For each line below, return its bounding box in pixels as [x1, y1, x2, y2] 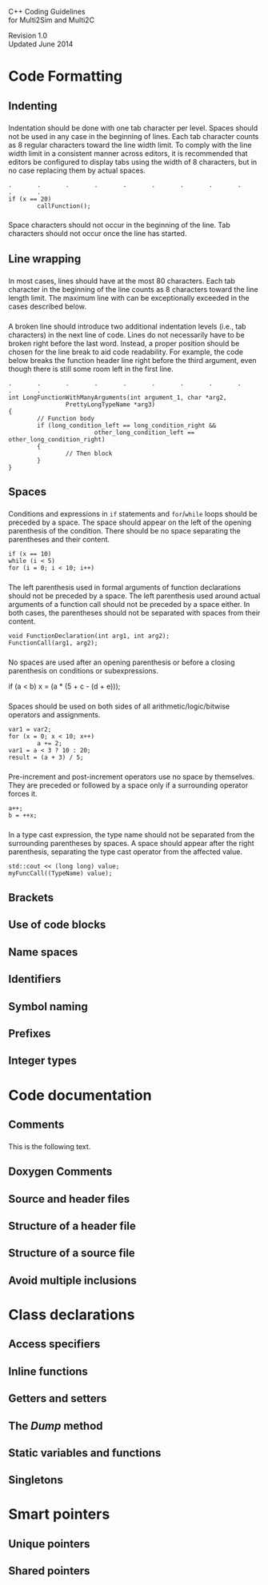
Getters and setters [8, 1391, 107, 1406]
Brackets [8, 891, 54, 904]
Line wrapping [8, 252, 82, 265]
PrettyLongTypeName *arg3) [65, 400, 156, 409]
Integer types [8, 1054, 78, 1068]
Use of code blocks [8, 918, 106, 932]
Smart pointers [8, 1505, 110, 1523]
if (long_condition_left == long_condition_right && [37, 421, 217, 429]
